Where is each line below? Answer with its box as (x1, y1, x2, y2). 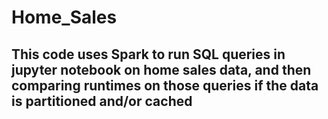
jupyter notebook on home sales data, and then (11, 61, 312, 78)
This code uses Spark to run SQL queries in (11, 46, 286, 63)
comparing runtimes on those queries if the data (11, 77, 319, 94)
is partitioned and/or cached (11, 92, 193, 110)
